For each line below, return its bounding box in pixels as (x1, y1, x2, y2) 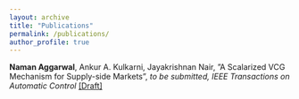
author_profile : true (9, 37, 90, 47)
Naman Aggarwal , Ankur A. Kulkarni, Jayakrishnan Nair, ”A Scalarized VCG (9, 62, 286, 72)
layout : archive (9, 12, 70, 22)
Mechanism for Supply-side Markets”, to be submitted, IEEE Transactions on (9, 72, 290, 82)
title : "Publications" (9, 21, 94, 30)
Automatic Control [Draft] (9, 80, 103, 91)
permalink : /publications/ (9, 29, 110, 38)
